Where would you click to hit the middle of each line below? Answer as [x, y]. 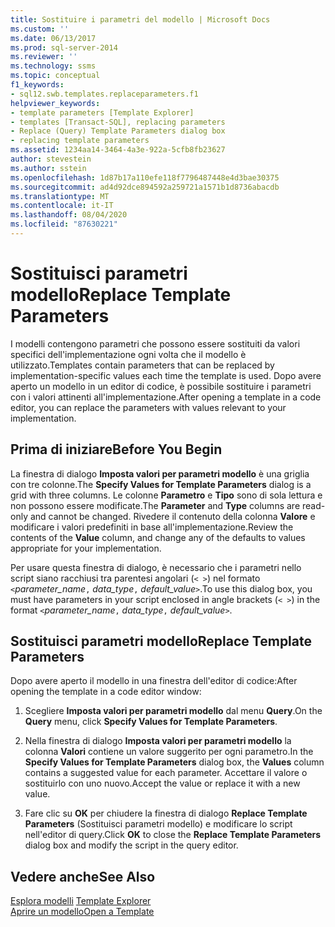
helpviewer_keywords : [55, 103]
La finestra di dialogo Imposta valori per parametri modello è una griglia [160, 473]
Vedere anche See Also [83, 876]
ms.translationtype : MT [60, 196]
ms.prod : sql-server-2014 [64, 47]
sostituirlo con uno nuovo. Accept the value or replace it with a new [162, 783]
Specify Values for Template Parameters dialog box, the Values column [174, 762]
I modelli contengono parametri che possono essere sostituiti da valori [155, 343]
